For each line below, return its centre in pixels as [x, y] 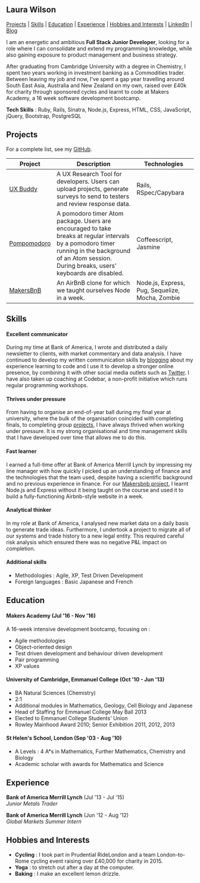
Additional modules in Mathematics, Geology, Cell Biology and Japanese [104, 705]
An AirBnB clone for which [93, 283]
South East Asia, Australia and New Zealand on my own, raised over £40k [96, 85]
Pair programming [37, 659]
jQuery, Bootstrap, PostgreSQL [44, 116]
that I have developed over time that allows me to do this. [76, 437]
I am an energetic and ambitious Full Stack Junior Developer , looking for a [98, 42]
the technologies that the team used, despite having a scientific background [99, 477]
